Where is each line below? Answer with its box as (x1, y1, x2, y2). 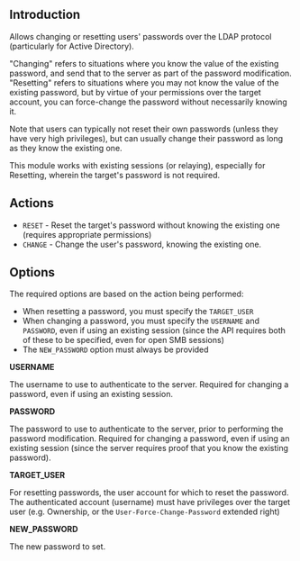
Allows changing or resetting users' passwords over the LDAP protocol (9, 31, 272, 41)
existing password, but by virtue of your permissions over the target (9, 86, 261, 97)
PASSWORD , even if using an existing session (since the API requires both (22, 325, 286, 336)
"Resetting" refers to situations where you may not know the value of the (9, 77, 279, 88)
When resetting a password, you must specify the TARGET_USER (22, 306, 254, 317)
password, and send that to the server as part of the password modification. (9, 68, 293, 78)
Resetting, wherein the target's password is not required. (9, 169, 221, 180)
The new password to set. (9, 541, 106, 552)
